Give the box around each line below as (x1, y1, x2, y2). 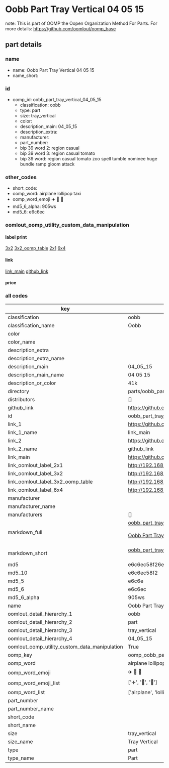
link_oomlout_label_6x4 (8, 487, 63, 494)
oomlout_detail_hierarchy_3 (8, 627, 72, 634)
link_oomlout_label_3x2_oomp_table (8, 478, 93, 485)
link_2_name (8, 445, 38, 452)
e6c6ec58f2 (128, 569, 158, 576)
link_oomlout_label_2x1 (8, 462, 63, 469)
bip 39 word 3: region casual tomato (20, 150, 96, 156)
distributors (8, 396, 35, 403)
